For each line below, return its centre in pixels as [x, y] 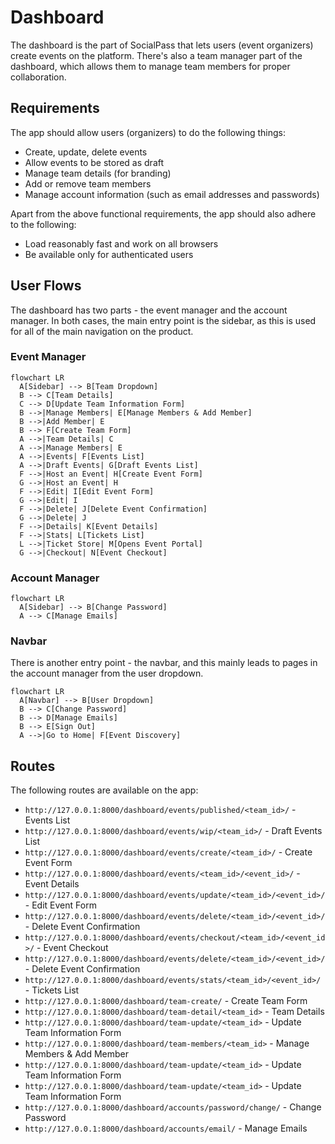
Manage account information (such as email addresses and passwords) [172, 194]
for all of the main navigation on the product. [102, 331]
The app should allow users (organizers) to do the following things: [148, 132]
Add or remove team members [88, 183]
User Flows [46, 286]
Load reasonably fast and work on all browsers [121, 243]
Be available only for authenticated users [109, 254]
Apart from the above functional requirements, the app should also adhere [163, 213]
